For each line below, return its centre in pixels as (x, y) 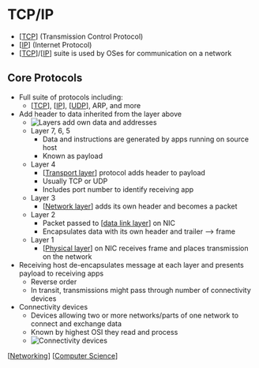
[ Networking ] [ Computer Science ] (63, 355)
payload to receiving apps (61, 273)
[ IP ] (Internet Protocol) (55, 44)
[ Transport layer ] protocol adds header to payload (124, 172)
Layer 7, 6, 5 (50, 130)
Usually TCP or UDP (75, 181)
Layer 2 (43, 214)
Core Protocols (45, 78)
